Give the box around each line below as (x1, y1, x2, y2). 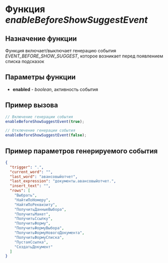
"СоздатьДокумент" (14, 244, 53, 249)
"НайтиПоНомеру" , (14, 198, 51, 203)
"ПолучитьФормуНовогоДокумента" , (14, 230, 85, 235)
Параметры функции (5, 73, 76, 82)
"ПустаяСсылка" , (14, 239, 49, 245)
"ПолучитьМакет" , (14, 212, 51, 217)
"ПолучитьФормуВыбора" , (14, 226, 65, 231)
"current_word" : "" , (10, 169, 53, 174)
